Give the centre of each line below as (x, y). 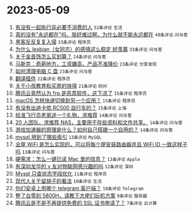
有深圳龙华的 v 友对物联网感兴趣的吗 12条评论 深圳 (74, 166)
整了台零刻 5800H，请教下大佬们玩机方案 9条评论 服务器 (81, 195)
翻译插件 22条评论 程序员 (43, 78)
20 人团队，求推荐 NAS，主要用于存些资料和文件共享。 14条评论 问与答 (99, 122)
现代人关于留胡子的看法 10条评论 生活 (58, 181)
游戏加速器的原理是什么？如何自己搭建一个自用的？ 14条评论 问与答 (94, 129)
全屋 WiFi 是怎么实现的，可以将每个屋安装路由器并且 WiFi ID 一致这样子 (101, 144)
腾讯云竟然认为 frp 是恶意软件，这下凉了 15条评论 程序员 (81, 93)
